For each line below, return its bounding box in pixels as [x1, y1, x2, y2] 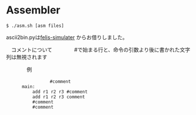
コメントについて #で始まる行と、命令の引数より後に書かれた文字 [11, 46, 191, 53]
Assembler [6, 4, 60, 17]
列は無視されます [6, 53, 48, 60]
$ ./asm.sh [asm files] [6, 23, 65, 29]
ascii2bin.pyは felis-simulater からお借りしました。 [6, 33, 128, 41]
